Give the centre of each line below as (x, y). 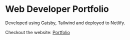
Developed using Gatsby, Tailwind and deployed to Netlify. (65, 23)
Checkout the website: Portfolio (37, 32)
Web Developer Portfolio (57, 9)
